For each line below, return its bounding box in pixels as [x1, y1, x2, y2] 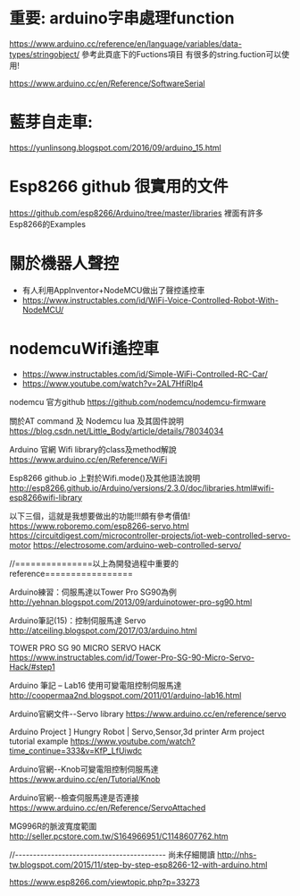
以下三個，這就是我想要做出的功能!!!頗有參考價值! [9, 511, 191, 521]
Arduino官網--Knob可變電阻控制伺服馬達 [9, 764, 159, 774]
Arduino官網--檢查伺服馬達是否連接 [9, 792, 140, 803]
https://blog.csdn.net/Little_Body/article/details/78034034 [9, 426, 224, 436]
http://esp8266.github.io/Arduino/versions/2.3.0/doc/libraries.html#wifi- [9, 482, 275, 493]
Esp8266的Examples [9, 218, 87, 229]
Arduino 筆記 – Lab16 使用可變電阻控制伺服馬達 [9, 680, 182, 690]
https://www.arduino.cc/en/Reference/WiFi [9, 453, 168, 465]
